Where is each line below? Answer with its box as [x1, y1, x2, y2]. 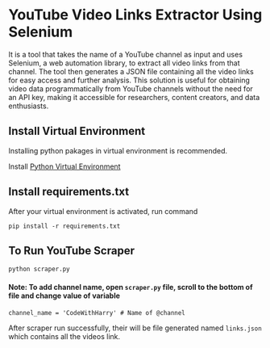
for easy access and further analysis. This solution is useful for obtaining [8, 75, 250, 85]
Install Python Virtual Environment [8, 161, 121, 171]
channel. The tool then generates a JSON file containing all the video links [8, 66, 254, 76]
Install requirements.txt [8, 185, 130, 199]
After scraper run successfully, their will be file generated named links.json [8, 323, 262, 333]
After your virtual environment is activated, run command [8, 206, 198, 216]
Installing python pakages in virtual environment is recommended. [8, 145, 228, 155]
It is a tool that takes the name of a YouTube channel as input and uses [8, 49, 243, 59]
